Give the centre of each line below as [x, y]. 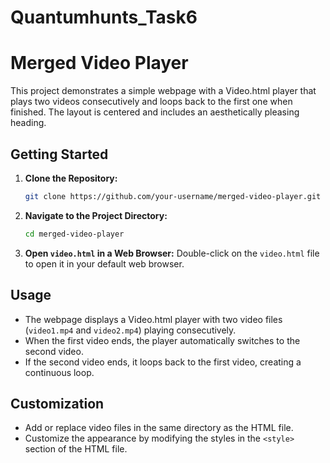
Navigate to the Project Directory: [96, 215]
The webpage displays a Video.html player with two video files [153, 319]
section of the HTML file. [76, 449]
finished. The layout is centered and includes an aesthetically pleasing [155, 112]
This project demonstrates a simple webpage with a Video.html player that [163, 91]
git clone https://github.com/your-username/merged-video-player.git [173, 196]
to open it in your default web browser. [104, 263]
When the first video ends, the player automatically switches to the [162, 340]
